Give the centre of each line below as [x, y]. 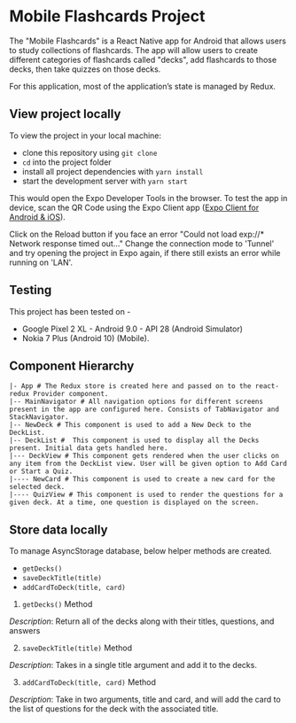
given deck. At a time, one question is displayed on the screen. [134, 502]
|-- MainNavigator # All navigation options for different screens [136, 402]
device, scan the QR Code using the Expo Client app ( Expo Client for [134, 207]
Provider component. [70, 394]
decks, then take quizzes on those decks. [85, 69]
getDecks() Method [57, 604]
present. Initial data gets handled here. [89, 448]
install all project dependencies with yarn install [113, 171]
